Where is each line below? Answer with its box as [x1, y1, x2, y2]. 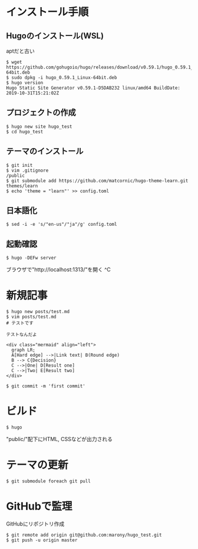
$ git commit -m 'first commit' [6, 383, 85, 389]
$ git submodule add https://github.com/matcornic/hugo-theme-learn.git [6, 177, 189, 183]
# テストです [6, 320, 34, 326]
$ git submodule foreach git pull [6, 478, 91, 484]
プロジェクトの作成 [6, 107, 76, 118]
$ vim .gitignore [6, 167, 49, 173]
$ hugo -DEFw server [6, 255, 57, 261]
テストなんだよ [6, 331, 37, 338]
